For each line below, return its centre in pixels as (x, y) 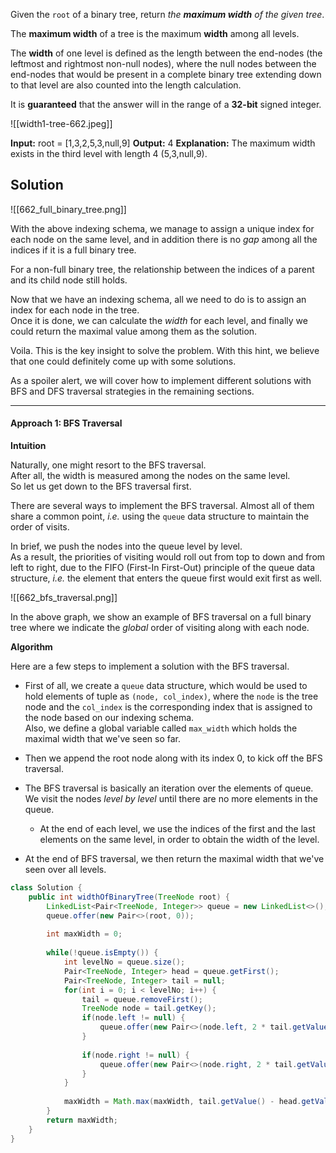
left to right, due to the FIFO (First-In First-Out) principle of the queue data (163, 568)
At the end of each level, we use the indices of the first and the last (177, 829)
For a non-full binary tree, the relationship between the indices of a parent (162, 269)
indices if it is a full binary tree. (73, 250)
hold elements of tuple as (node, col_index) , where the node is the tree (171, 696)
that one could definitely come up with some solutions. (123, 361)
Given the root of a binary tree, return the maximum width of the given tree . (167, 14)
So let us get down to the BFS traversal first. (101, 486)
